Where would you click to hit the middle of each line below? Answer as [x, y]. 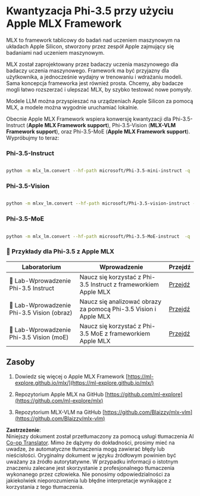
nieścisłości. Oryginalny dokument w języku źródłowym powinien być [91, 455]
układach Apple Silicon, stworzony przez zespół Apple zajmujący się [90, 46]
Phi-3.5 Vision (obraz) [41, 312]
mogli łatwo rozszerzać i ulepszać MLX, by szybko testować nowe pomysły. [99, 89]
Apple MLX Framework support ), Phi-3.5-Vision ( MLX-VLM [102, 125]
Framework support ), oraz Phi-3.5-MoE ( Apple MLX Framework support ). [98, 131]
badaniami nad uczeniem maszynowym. [55, 52]
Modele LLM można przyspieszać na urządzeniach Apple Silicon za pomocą [100, 101]
